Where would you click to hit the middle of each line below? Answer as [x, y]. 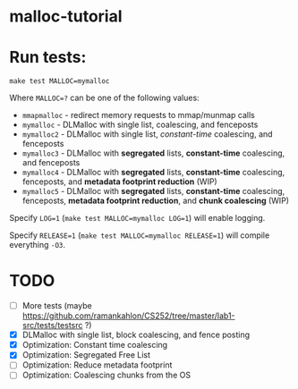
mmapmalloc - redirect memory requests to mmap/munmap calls [138, 115]
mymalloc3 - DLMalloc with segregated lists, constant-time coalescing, [153, 153]
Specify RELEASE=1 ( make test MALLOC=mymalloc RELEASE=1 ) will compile [140, 235]
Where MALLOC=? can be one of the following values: [104, 98]
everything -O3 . [37, 245]
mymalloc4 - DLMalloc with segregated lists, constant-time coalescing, [153, 173]
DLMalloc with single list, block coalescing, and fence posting [136, 335]
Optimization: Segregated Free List [86, 355]
